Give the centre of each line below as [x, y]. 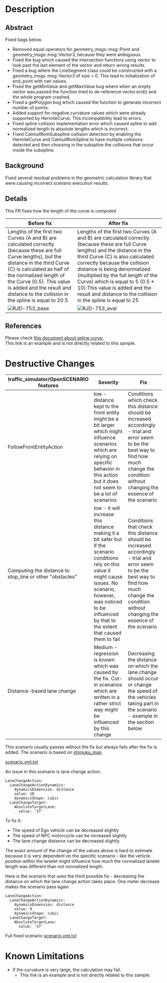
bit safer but [108, 539]
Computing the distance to [39, 571]
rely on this [107, 564]
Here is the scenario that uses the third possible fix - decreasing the [75, 876]
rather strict [107, 703]
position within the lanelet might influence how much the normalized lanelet [83, 861]
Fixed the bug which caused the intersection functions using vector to [84, 60]
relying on [105, 456]
